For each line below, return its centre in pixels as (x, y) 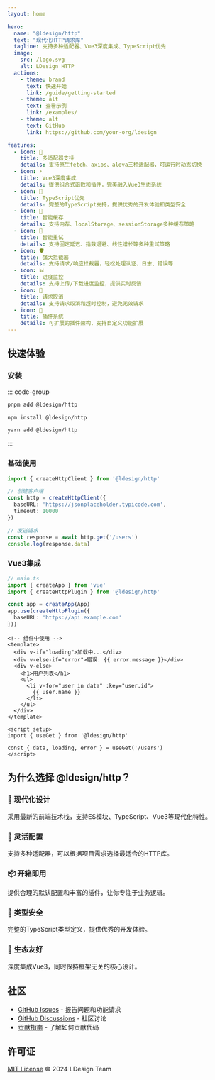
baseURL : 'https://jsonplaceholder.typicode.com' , (90, 505)
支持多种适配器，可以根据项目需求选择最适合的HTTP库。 (90, 853)
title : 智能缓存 (42, 218)
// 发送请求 (23, 530)
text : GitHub (45, 126)
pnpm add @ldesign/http (43, 404)
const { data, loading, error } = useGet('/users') (85, 748)
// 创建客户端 (26, 491)
